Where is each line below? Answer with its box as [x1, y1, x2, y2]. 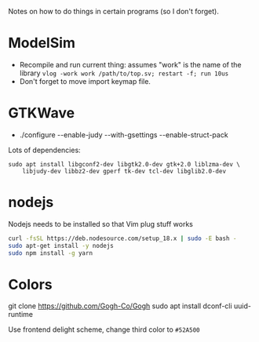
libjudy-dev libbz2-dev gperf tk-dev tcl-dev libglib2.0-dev [22, 167, 226, 175]
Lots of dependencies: [8, 145, 81, 155]
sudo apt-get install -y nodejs [8, 242, 114, 249]
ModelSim [8, 35, 76, 52]
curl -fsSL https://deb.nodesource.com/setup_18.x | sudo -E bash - [8, 235, 237, 242]
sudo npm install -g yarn [8, 249, 93, 257]
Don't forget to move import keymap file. [19, 76, 151, 85]
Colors [8, 275, 53, 293]
